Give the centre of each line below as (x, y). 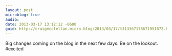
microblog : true (23, 15)
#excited (15, 49)
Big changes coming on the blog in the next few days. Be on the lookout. (82, 43)
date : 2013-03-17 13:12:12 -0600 (41, 24)
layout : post (19, 10)
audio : (12, 19)
